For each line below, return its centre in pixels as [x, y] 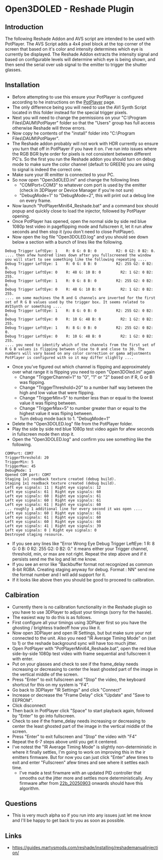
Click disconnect [29, 705]
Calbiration [22, 595]
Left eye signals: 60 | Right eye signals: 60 [53, 521]
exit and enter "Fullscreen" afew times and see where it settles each [80, 762]
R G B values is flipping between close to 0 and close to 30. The [75, 349]
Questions [21, 804]
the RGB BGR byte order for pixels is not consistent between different [81, 154]
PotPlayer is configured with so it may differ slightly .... [69, 358]
